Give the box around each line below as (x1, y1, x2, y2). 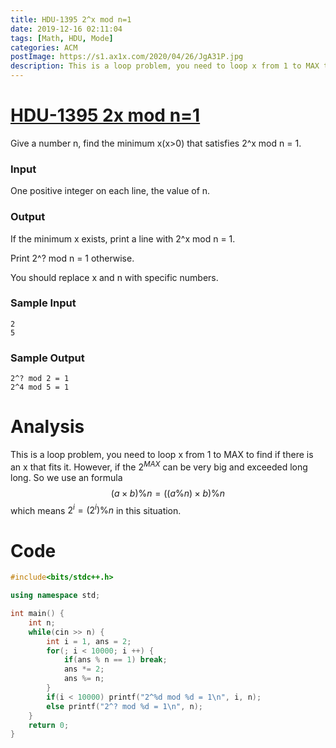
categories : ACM (10, 42, 78, 53)
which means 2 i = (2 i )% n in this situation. (10, 502, 182, 516)
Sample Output (10, 351, 85, 365)
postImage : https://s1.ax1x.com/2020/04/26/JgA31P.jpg (10, 52, 244, 62)
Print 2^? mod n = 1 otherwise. (10, 252, 135, 264)
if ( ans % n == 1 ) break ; (63, 655, 168, 665)
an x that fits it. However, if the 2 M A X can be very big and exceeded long (10, 459, 308, 473)
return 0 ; (28, 720, 70, 730)
